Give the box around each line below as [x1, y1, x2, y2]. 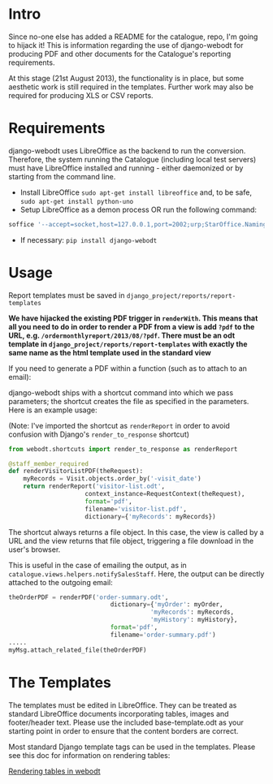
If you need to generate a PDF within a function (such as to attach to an [8, 363, 248, 373]
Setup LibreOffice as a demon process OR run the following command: [19, 205, 258, 214]
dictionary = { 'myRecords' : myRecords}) [84, 512, 217, 520]
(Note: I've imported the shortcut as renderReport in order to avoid [8, 420, 230, 430]
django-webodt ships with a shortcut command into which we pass [8, 387, 234, 398]
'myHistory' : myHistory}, [149, 616, 238, 624]
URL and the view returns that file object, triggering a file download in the [8, 536, 254, 545]
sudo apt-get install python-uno [19, 197, 134, 205]
